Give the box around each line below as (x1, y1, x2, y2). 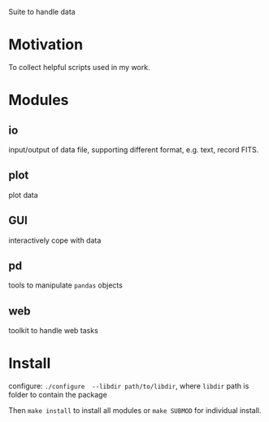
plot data (8, 190, 38, 200)
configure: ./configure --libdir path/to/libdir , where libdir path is (8, 381, 249, 391)
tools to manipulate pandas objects (8, 280, 124, 290)
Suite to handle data (8, 7, 76, 16)
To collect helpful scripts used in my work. (8, 62, 150, 72)
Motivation (8, 36, 84, 54)
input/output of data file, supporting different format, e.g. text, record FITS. (8, 144, 259, 154)
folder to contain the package (8, 390, 107, 400)
